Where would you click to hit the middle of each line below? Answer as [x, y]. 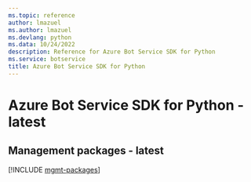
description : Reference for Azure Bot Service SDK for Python [112, 52]
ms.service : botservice [47, 60]
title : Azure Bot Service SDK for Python [77, 67]
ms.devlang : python [40, 37]
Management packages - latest [86, 151]
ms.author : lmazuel [40, 30]
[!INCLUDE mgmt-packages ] [54, 169]
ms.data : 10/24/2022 [42, 45]
